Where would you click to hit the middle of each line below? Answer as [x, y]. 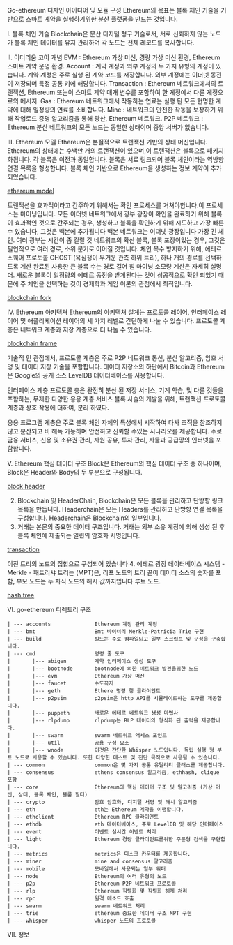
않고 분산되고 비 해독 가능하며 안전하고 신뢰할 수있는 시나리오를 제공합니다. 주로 [115, 431]
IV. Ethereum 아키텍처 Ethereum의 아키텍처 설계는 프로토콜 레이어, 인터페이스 [113, 312]
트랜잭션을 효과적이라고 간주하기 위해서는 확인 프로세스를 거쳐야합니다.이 [106, 205]
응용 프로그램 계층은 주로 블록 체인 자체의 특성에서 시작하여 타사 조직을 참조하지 [115, 422]
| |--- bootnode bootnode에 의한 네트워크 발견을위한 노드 [103, 669]
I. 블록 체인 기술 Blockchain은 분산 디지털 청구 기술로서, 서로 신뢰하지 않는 [108, 34]
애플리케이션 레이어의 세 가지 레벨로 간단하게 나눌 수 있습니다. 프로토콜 [123, 321]
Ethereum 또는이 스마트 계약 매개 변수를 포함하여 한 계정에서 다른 [116, 92]
